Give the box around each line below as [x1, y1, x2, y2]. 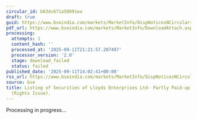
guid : [6, 19, 19, 25]
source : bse [6, 80, 35, 86]
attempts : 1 [11, 36, 41, 42]
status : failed [11, 63, 49, 69]
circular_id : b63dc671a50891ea [6, 8, 83, 15]
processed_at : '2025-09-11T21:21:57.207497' [11, 47, 122, 53]
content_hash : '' [11, 42, 54, 47]
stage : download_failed [11, 57, 69, 63]
